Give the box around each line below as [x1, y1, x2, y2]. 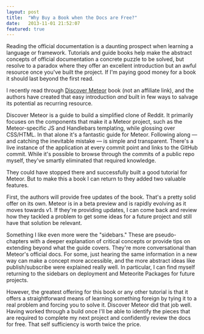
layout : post [6, 9, 40, 15]
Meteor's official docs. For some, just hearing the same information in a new [6, 250, 197, 258]
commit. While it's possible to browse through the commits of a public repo [6, 151, 195, 158]
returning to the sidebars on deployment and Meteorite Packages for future [6, 270, 195, 277]
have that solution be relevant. [6, 219, 82, 227]
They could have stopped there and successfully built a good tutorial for [6, 169, 188, 176]
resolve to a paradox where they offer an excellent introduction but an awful [6, 62, 197, 69]
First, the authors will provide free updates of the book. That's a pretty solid [6, 193, 196, 201]
